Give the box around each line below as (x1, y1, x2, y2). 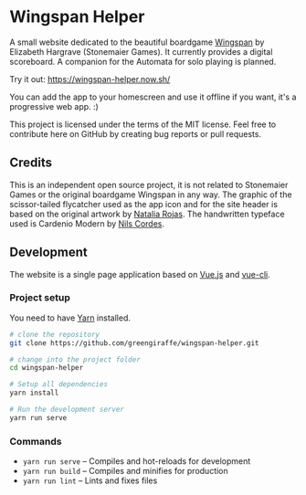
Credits (9, 155, 53, 171)
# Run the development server (9, 405, 125, 415)
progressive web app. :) (9, 100, 99, 111)
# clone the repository (9, 330, 100, 339)
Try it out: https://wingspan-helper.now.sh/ (9, 73, 171, 84)
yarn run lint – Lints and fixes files (22, 475, 158, 486)
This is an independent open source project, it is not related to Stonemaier (9, 179, 289, 190)
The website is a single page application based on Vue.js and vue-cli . (9, 269, 271, 279)
